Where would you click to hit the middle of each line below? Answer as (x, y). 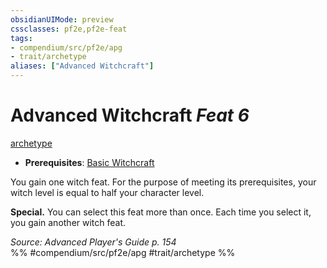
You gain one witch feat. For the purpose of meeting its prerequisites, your (163, 182)
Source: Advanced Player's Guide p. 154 (93, 242)
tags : (21, 38)
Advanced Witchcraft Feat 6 (130, 115)
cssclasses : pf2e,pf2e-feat (69, 29)
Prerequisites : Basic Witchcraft (89, 162)
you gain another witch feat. (68, 222)
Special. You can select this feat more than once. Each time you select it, (161, 212)
